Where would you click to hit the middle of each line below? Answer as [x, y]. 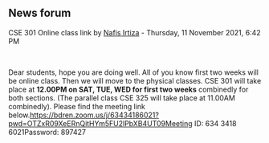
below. [19, 115]
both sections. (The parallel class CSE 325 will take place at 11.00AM [122, 98]
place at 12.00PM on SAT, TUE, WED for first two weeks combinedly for [128, 89]
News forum [40, 13]
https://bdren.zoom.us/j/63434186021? [94, 115]
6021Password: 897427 [47, 132]
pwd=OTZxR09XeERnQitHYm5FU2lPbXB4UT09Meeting [100, 123]
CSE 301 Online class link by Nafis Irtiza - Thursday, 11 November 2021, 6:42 [134, 32]
